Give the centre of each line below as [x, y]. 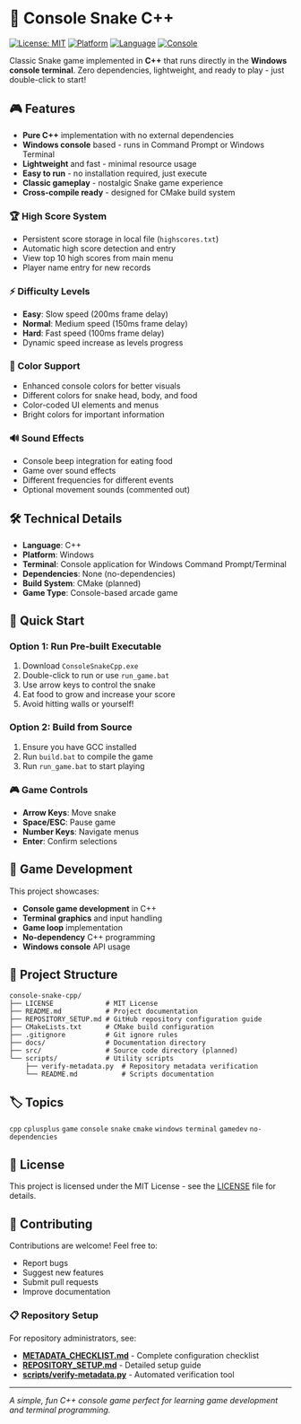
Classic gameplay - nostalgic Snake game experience [123, 182]
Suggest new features [63, 1272]
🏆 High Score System [58, 216]
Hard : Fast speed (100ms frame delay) [93, 333]
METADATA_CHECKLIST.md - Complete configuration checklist [141, 1356]
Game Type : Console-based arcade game [100, 592]
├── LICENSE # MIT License [84, 1003]
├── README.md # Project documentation [104, 1011]
